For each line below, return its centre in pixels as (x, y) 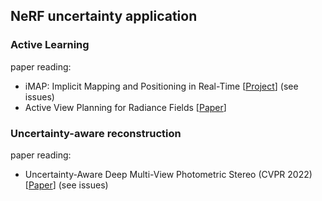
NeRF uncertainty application (104, 16)
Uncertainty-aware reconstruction (96, 133)
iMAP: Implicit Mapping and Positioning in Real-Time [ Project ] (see (161, 86)
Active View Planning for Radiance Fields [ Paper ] (125, 107)
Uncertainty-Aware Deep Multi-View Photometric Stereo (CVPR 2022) (168, 174)
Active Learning (50, 45)
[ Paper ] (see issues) (66, 185)
